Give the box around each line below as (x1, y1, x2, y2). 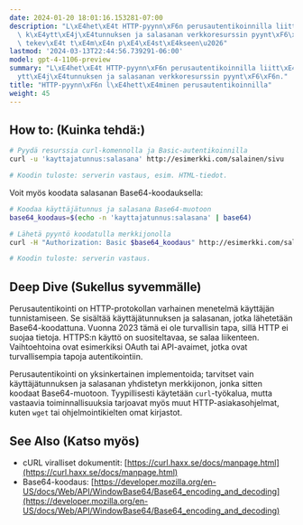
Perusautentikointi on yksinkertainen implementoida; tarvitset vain (9, 369, 254, 380)
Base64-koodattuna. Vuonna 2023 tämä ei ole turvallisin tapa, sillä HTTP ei (9, 323, 289, 333)
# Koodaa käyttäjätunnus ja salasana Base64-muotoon (9, 204, 212, 213)
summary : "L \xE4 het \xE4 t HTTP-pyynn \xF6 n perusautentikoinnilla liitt (9, 64, 280, 73)
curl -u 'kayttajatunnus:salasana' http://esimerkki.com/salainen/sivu (9, 155, 284, 164)
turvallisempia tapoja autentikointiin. (9, 352, 143, 362)
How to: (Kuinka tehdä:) (9, 122, 146, 137)
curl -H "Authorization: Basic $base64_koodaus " (9, 238, 196, 247)
